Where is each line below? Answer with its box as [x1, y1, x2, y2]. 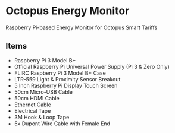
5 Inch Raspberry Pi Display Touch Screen [14, 82, 118, 89]
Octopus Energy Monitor [5, 4, 130, 18]
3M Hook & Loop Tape [14, 113, 70, 121]
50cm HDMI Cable [14, 94, 60, 102]
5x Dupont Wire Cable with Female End [14, 120, 111, 127]
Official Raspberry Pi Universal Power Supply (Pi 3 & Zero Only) [14, 63, 170, 70]
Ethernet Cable [14, 101, 51, 108]
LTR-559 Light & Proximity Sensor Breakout [14, 75, 121, 83]
